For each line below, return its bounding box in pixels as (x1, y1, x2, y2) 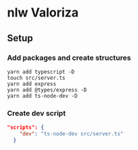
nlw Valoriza (7, 5, 79, 21)
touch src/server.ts (7, 74, 66, 81)
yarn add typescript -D (7, 68, 75, 75)
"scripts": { (7, 124, 44, 131)
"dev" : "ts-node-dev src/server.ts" (19, 131, 124, 138)
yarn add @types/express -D (7, 86, 87, 94)
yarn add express (7, 81, 57, 87)
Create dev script (7, 108, 66, 118)
